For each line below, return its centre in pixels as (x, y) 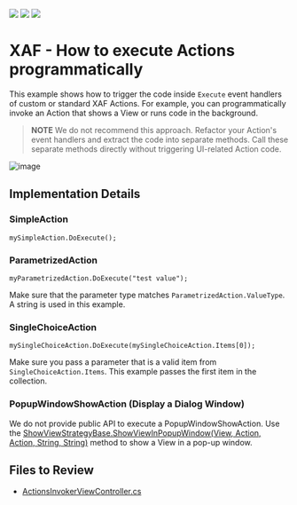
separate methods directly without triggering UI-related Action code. (156, 149)
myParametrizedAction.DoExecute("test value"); (99, 278)
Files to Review (52, 470)
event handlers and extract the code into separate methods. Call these (160, 139)
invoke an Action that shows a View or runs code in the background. (134, 113)
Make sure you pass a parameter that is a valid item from (113, 362)
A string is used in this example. (67, 304)
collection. (28, 381)
